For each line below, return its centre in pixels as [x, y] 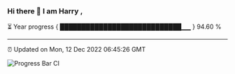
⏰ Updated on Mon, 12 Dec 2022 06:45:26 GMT [77, 50]
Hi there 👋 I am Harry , [45, 11]
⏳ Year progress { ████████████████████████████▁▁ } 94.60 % [114, 27]
